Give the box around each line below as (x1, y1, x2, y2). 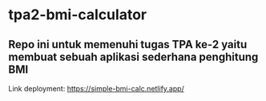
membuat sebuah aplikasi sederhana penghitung (8, 50, 259, 63)
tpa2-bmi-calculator (8, 6, 147, 24)
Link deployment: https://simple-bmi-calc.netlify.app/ (8, 84, 184, 93)
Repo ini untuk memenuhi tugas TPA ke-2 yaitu (8, 38, 248, 51)
